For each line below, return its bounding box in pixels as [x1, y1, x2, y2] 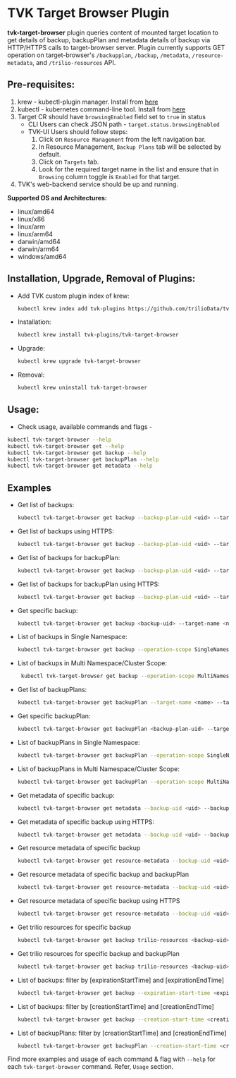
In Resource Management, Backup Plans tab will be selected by [38, 143, 222, 151]
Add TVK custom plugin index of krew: [17, 291, 130, 300]
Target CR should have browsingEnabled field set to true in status [17, 112, 206, 121]
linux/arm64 [17, 229, 54, 238]
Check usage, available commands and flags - [17, 422, 153, 431]
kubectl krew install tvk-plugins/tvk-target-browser [17, 332, 179, 339]
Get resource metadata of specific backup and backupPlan [17, 870, 189, 879]
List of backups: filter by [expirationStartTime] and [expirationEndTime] [17, 976, 224, 984]
